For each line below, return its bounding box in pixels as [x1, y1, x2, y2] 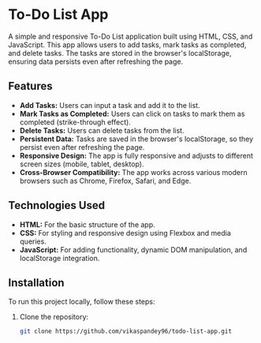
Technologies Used [8, 199, 105, 212]
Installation [8, 276, 65, 289]
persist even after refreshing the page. [19, 142, 145, 151]
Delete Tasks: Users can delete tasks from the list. [19, 125, 185, 135]
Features [8, 80, 53, 93]
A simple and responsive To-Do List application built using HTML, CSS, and [8, 32, 253, 41]
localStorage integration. [19, 253, 100, 263]
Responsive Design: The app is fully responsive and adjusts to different [19, 151, 254, 160]
